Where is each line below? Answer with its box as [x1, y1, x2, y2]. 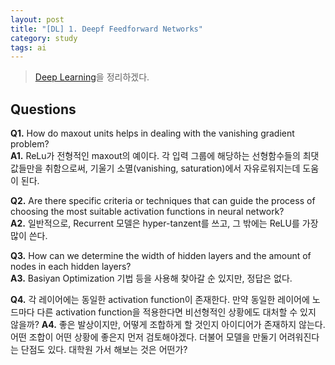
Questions [10, 101, 77, 118]
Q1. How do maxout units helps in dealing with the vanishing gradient [10, 127, 295, 140]
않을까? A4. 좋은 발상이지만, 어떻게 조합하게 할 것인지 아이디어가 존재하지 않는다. [10, 319, 326, 331]
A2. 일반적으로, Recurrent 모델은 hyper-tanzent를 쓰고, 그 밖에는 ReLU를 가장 [10, 217, 319, 230]
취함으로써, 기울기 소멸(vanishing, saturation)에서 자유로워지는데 [44, 162, 301, 175]
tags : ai [10, 42, 47, 53]
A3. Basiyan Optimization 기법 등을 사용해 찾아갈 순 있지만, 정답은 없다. [10, 272, 293, 285]
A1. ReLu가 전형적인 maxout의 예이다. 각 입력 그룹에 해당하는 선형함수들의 [10, 150, 301, 162]
